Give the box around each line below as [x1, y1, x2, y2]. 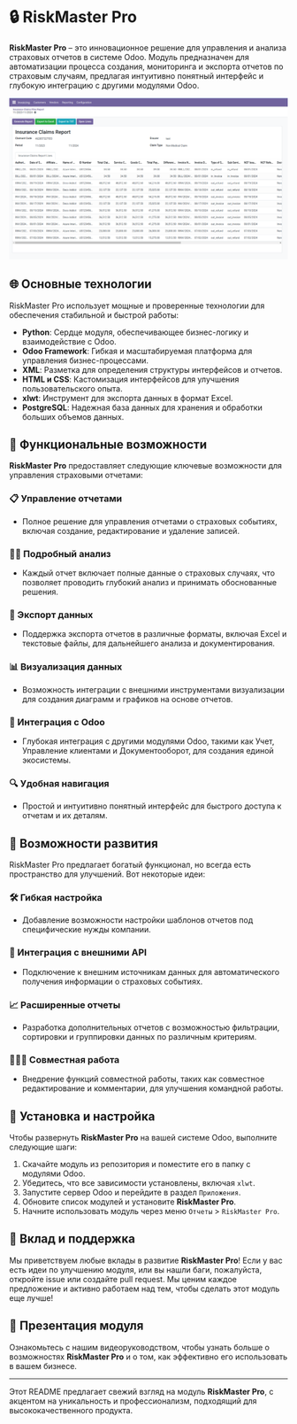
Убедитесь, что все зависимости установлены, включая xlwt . [21, 1178, 256, 1188]
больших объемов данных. [21, 411, 125, 422]
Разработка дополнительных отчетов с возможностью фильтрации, [21, 1022, 280, 1033]
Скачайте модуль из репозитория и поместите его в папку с [21, 1159, 251, 1170]
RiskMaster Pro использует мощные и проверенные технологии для [9, 300, 265, 311]
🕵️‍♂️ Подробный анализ [9, 547, 111, 560]
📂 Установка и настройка [9, 1109, 156, 1124]
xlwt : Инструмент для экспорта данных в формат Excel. [21, 392, 233, 403]
